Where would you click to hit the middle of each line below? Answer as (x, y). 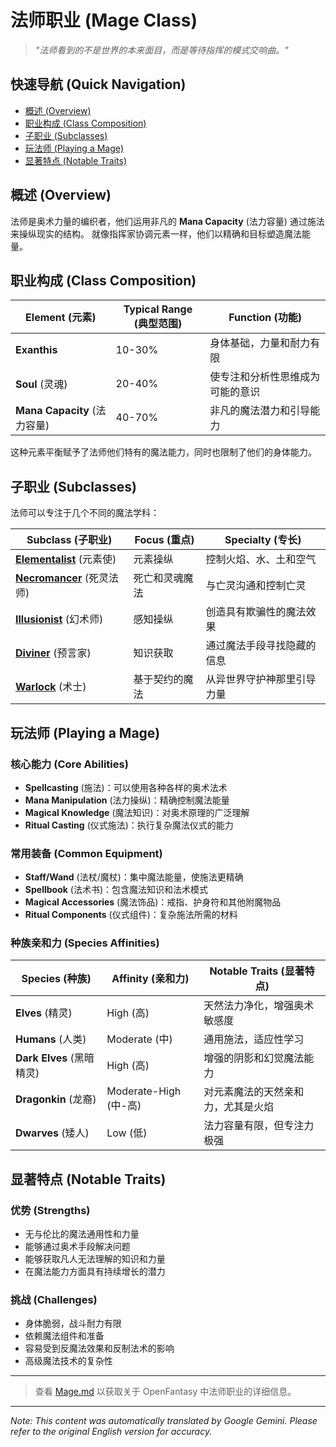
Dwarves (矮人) (52, 1133)
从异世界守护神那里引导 (261, 679)
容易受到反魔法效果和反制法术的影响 (99, 1348)
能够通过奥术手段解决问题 (77, 1247)
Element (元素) (61, 318)
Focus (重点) (164, 540)
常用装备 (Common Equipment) (86, 853)
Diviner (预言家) (53, 653)
